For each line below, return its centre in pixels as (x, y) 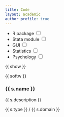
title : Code (17, 10)
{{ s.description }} (23, 100)
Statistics (22, 51)
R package (23, 34)
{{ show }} (16, 67)
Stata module (26, 39)
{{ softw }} (16, 76)
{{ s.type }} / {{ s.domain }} (32, 109)
